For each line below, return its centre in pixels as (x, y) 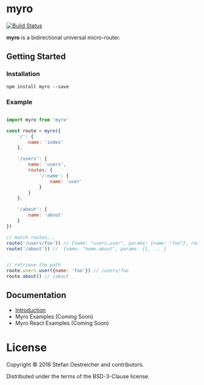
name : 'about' (46, 215)
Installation (23, 74)
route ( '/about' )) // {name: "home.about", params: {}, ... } (87, 249)
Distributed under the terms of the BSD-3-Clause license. (78, 376)
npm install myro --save (38, 87)
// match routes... (31, 237)
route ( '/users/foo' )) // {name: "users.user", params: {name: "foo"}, (97, 243)
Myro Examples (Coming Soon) (54, 316)
